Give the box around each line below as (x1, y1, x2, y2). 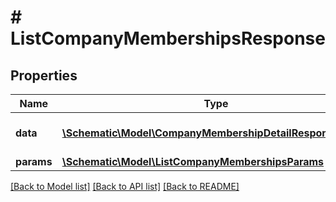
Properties (10, 67, 78, 84)
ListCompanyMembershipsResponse (10, 27, 326, 50)
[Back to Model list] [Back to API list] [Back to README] (10, 181, 240, 192)
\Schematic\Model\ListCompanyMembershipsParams (61, 155, 325, 168)
